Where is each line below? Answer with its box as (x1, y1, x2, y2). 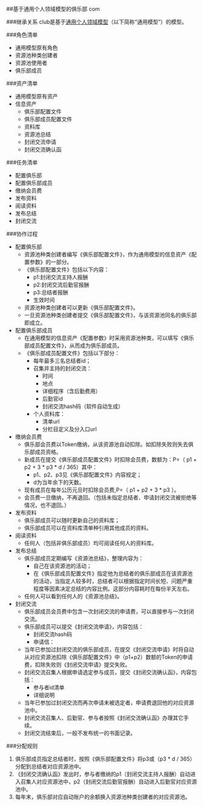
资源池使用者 (15, 60, 47, 66)
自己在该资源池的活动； (33, 562, 92, 570)
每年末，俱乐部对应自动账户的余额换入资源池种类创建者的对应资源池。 (15, 793, 191, 801)
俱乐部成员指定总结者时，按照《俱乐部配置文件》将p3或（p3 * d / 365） (15, 756, 196, 762)
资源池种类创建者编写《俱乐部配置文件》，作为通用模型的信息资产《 (24, 251, 192, 258)
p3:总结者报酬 (33, 289, 68, 296)
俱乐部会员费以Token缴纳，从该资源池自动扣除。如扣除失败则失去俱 (24, 441, 194, 448)
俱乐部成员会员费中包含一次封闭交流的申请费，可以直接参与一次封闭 (24, 608, 195, 615)
